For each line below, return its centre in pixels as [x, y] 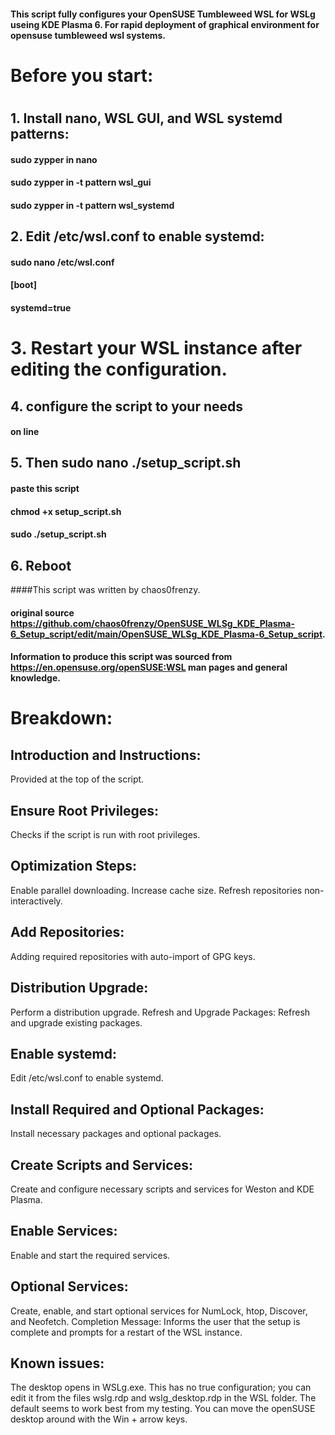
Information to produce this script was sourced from [121, 657]
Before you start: [82, 75]
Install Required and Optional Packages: [137, 1109]
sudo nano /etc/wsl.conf [62, 262]
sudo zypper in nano [54, 159]
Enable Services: [64, 1231]
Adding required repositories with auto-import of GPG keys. [133, 956]
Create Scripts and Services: [101, 1165]
